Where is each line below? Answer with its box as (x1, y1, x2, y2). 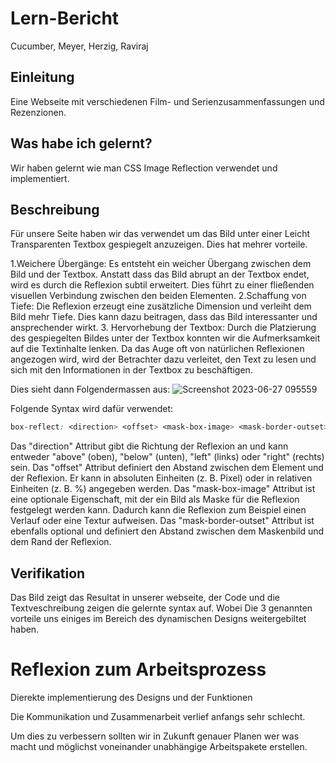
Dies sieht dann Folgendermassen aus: (10, 383, 171, 396)
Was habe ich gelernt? (10, 135, 153, 152)
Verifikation (10, 565, 86, 582)
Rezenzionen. (10, 106, 67, 118)
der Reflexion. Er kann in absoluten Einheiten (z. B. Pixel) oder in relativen (10, 472, 313, 484)
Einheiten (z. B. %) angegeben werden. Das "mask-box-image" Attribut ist (10, 483, 316, 495)
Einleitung (10, 69, 75, 86)
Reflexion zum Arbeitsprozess (10, 658, 267, 681)
